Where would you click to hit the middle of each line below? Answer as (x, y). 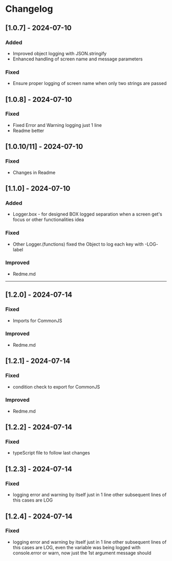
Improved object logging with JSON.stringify (59, 53)
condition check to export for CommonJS (56, 386)
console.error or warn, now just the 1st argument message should (82, 553)
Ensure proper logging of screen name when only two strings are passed (90, 83)
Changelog (29, 9)
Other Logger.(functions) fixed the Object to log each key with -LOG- (85, 244)
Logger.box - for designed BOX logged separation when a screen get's (88, 214)
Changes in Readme (34, 172)
